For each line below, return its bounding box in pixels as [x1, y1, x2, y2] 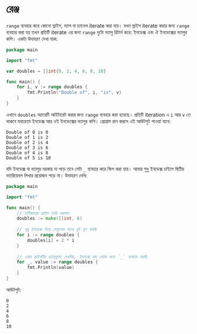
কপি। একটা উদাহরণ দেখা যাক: [6, 35, 58, 42]
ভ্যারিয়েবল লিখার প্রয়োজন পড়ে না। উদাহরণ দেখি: [6, 172, 88, 179]
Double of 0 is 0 [6, 129, 49, 135]
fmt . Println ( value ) [27, 265, 75, 271]
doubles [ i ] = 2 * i [27, 237, 75, 243]
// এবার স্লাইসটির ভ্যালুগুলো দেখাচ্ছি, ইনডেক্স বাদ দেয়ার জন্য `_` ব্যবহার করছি [16, 254, 148, 260]
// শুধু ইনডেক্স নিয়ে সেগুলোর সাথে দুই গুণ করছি [16, 227, 97, 233]
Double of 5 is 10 [6, 155, 51, 161]
